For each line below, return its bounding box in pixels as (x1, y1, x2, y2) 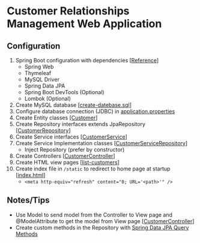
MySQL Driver (24, 76, 59, 83)
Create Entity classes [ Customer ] (15, 114, 98, 121)
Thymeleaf (24, 70, 52, 76)
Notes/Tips (7, 195, 50, 205)
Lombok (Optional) (24, 95, 71, 102)
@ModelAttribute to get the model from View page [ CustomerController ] (15, 217, 195, 224)
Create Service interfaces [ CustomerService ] (15, 133, 128, 140)
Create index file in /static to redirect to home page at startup (15, 165, 171, 172)
